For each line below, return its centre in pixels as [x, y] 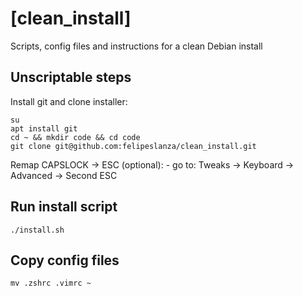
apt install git [44, 128]
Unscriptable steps [71, 77]
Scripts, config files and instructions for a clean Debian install [136, 46]
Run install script [64, 207]
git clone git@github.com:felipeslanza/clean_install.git [133, 146]
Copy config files [65, 260]
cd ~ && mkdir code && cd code [75, 137]
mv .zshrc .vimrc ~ [51, 283]
